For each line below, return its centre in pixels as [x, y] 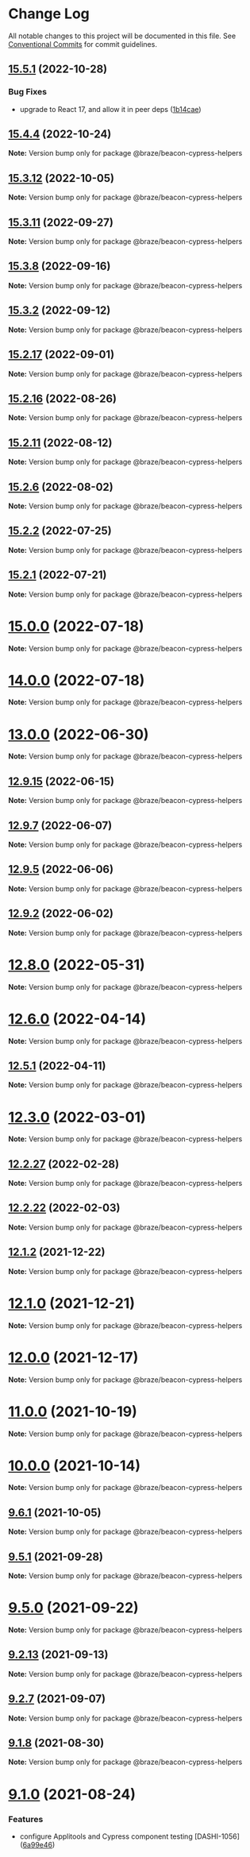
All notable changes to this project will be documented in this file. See [122, 36]
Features [26, 1819]
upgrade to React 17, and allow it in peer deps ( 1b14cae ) [110, 109]
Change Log [49, 14]
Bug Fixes [28, 92]
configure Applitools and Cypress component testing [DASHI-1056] [129, 1836]
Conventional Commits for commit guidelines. [83, 44]
